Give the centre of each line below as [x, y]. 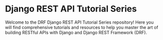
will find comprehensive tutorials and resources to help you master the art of [82, 27]
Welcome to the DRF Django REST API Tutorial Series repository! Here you [80, 22]
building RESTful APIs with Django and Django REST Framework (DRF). [76, 32]
